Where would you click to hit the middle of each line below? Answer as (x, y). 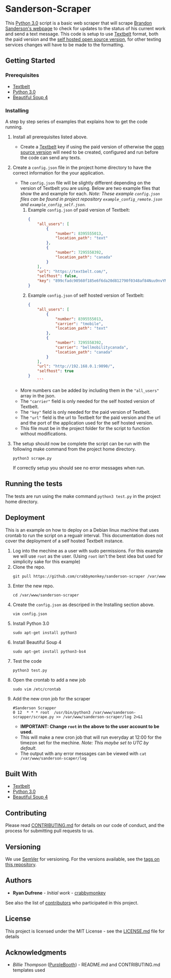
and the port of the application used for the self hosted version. (87, 423)
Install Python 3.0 (31, 623)
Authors (19, 881)
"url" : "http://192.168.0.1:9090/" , (76, 366)
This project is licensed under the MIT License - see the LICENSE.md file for (85, 931)
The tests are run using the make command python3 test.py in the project (83, 496)
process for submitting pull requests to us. (50, 831)
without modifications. (44, 434)
